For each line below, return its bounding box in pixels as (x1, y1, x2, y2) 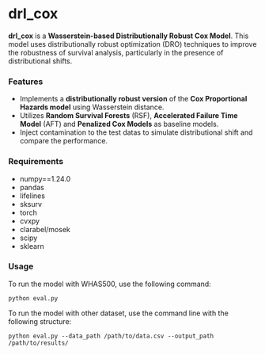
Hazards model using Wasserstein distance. (19, 102, 165, 112)
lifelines (19, 191, 46, 200)
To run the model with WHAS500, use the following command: (8, 279, 211, 288)
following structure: (8, 316, 72, 326)
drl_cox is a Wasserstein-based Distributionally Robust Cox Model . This (8, 31, 249, 40)
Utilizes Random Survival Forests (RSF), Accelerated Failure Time (19, 111, 239, 120)
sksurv (19, 199, 42, 208)
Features (8, 76, 44, 87)
